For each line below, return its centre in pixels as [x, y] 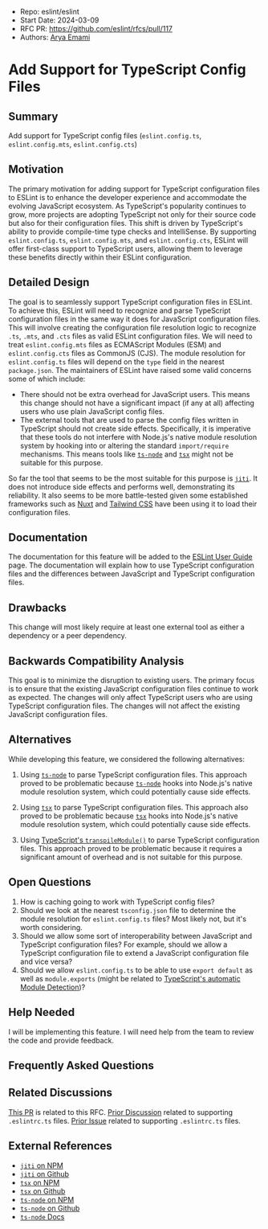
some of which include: [47, 379]
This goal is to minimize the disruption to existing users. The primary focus [132, 680]
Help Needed [42, 1012]
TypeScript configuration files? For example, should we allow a [124, 944]
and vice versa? [46, 961]
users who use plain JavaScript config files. [92, 411]
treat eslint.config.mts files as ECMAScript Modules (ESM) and [115, 344]
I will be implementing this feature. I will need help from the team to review [131, 1031]
